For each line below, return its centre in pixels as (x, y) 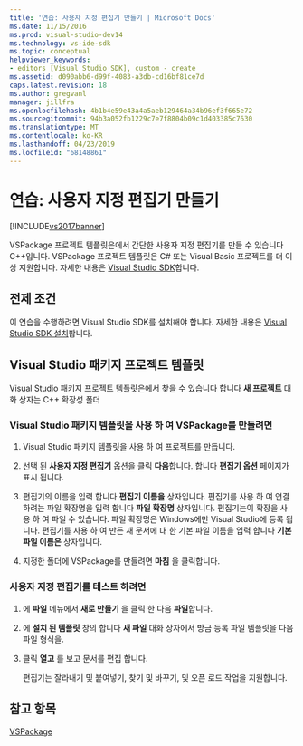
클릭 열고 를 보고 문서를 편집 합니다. (85, 658)
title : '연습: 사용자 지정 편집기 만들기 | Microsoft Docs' (113, 18)
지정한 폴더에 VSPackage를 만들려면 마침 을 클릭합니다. (121, 561)
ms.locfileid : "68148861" (58, 152)
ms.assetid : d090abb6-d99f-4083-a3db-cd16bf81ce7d (107, 77)
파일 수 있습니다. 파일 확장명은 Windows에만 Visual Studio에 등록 (167, 519)
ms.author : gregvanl (48, 93)
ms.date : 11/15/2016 (48, 26)
